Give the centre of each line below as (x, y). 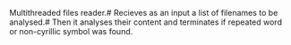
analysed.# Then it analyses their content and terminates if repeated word (145, 22)
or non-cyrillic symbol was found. (71, 31)
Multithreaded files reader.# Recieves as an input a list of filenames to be (144, 13)
